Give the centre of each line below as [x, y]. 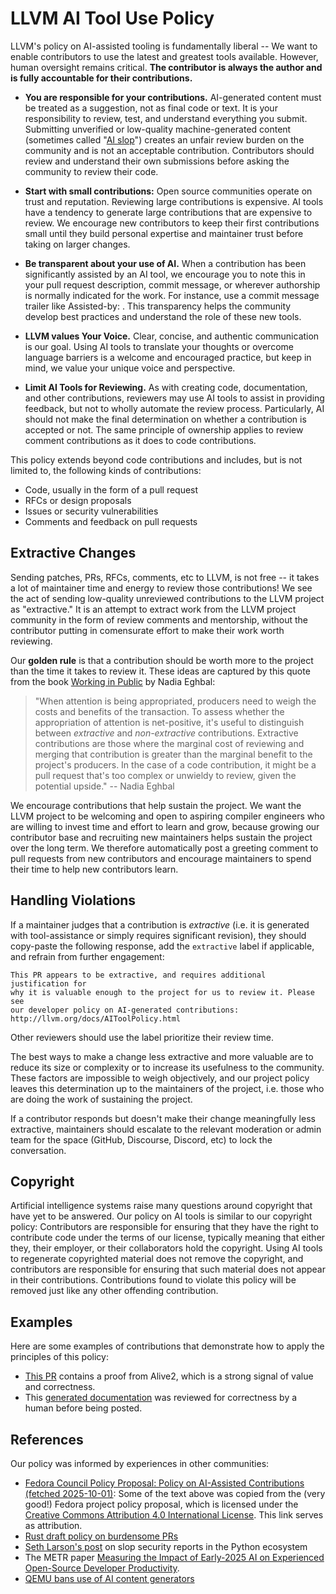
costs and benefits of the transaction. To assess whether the [159, 711]
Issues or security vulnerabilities [91, 511]
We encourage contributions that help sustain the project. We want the [156, 805]
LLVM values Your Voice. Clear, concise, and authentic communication [172, 336]
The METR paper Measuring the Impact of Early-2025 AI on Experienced [174, 1557]
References [47, 1439]
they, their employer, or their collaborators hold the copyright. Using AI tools [166, 1248]
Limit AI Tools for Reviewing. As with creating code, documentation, [166, 387]
